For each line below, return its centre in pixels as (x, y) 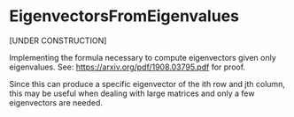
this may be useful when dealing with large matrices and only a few (132, 93)
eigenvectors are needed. (56, 102)
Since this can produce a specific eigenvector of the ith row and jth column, (147, 84)
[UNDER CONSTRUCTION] (58, 40)
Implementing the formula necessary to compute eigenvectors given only (143, 57)
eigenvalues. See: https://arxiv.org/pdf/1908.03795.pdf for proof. (128, 67)
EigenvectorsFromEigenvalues (124, 16)
